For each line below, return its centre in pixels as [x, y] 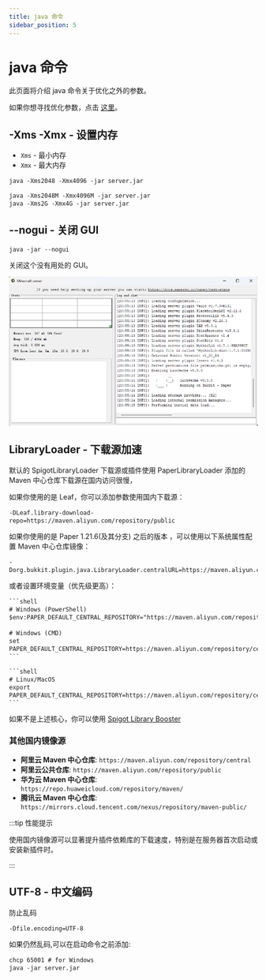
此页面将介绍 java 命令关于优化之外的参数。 [80, 91]
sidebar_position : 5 [43, 25]
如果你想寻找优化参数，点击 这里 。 [65, 107]
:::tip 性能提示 [31, 823]
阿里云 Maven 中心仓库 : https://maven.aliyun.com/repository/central [136, 759]
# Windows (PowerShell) [48, 609]
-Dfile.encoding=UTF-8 [46, 928]
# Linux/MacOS [32, 679]
